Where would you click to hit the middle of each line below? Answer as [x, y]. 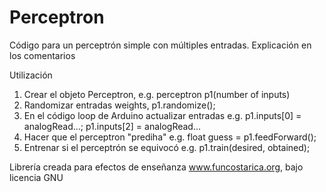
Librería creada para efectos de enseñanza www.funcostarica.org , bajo [156, 167]
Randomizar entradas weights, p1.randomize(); [119, 105]
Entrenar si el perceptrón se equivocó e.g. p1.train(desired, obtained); [167, 147]
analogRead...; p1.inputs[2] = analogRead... [112, 126]
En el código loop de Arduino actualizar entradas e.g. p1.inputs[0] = [162, 115]
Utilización [31, 75]
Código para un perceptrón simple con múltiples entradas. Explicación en [160, 45]
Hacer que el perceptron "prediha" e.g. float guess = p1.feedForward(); [170, 137]
